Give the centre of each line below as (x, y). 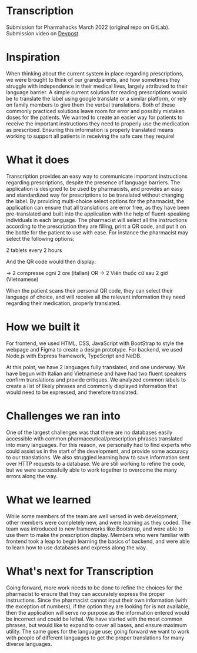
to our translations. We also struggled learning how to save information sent (98, 457)
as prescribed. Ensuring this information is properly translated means (90, 130)
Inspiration (33, 57)
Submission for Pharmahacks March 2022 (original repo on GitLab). (88, 27)
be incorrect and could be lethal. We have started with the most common (94, 619)
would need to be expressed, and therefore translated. (72, 392)
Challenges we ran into (63, 416)
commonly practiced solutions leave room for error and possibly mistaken (96, 111)
